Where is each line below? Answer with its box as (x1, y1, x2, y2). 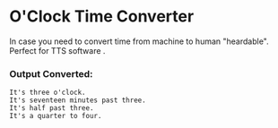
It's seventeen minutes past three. (9, 96, 146, 105)
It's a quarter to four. (9, 112, 102, 121)
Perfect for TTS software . (9, 45, 106, 55)
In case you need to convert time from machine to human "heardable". (9, 36, 269, 47)
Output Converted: (9, 67, 93, 80)
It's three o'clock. (9, 88, 87, 98)
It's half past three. (9, 104, 94, 113)
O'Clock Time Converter (9, 6, 195, 27)
